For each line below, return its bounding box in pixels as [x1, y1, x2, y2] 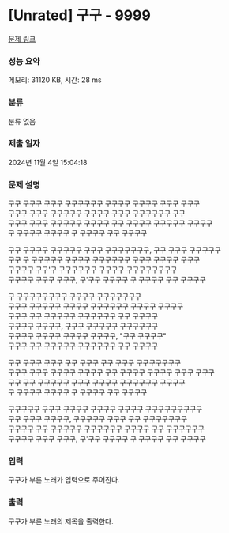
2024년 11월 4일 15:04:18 [8, 157, 88, 167]
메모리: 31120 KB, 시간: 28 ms [8, 75, 103, 85]
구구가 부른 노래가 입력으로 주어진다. [8, 475, 120, 485]
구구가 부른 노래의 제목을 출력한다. [8, 516, 114, 526]
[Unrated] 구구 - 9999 [8, 6, 152, 25]
